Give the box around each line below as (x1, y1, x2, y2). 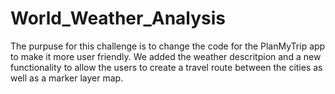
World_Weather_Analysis (10, 7, 227, 30)
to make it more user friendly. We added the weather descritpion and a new (10, 50, 322, 62)
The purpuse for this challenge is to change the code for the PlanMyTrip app (10, 40, 326, 52)
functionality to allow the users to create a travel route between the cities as (10, 61, 323, 73)
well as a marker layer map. (10, 72, 124, 84)
